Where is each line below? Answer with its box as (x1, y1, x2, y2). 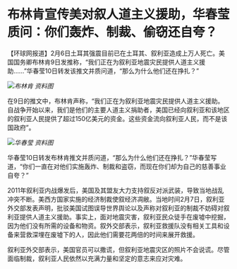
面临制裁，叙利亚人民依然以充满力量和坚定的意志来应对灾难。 (7, 254, 187, 263)
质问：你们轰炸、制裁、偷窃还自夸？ (7, 24, 218, 40)
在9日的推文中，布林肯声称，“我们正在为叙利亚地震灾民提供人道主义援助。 (7, 96, 224, 105)
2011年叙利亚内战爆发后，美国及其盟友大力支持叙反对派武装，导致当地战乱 (7, 185, 224, 195)
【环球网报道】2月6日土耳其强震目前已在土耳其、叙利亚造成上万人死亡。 (7, 49, 219, 57)
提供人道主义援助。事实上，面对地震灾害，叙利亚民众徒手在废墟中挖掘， (19, 212, 230, 221)
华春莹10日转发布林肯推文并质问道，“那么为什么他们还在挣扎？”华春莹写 (7, 153, 217, 161)
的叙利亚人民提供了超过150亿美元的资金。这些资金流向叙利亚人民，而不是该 (7, 114, 228, 122)
